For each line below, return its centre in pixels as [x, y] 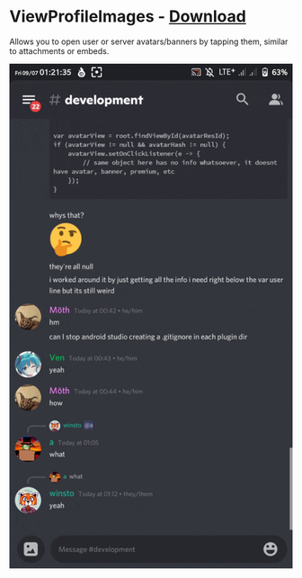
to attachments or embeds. [59, 50]
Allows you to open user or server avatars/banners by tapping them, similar [149, 41]
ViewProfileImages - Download [128, 17]
